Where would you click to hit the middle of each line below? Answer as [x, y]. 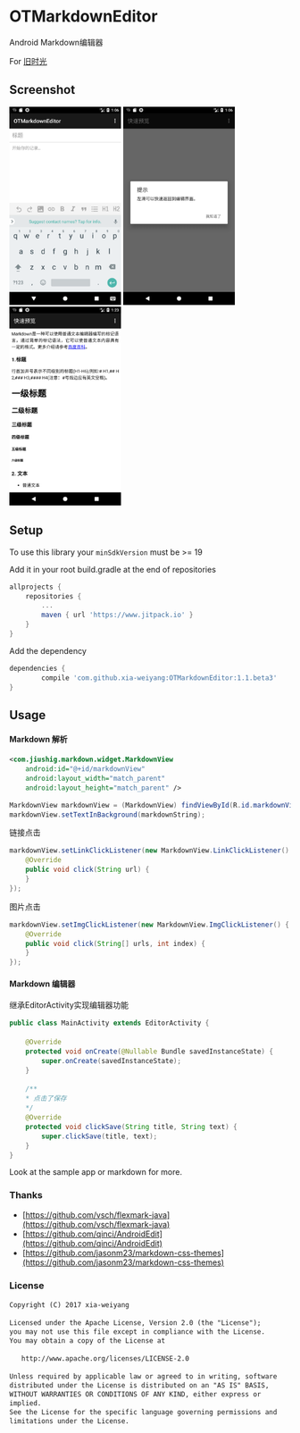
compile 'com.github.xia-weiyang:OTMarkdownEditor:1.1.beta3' [159, 678]
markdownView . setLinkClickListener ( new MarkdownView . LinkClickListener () [150, 851]
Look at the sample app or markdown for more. [96, 1172]
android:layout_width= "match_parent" [96, 778]
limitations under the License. [69, 1421]
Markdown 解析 [39, 739]
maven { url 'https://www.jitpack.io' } [117, 615]
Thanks [26, 1195]
